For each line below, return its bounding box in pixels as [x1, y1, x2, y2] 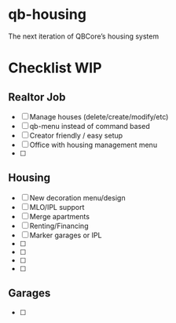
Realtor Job [8, 90, 66, 104]
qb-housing [8, 6, 86, 24]
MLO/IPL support [29, 202, 85, 211]
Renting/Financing [29, 221, 89, 230]
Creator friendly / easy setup [29, 130, 123, 140]
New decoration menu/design [29, 193, 126, 202]
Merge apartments [29, 211, 90, 221]
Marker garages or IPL [29, 230, 102, 240]
